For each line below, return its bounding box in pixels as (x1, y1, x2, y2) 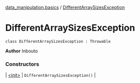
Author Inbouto (5, 48, 38, 54)
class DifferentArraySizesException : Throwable (5, 39, 111, 44)
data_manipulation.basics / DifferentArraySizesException (5, 5, 125, 10)
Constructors (5, 61, 39, 68)
